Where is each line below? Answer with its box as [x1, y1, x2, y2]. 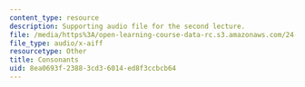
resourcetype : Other [9, 47, 88, 56]
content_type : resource [9, 13, 100, 23]
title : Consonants [9, 55, 79, 64]
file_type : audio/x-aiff [9, 38, 103, 48]
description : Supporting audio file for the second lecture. [9, 22, 246, 31]
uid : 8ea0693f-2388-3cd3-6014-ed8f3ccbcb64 [9, 64, 177, 73]
